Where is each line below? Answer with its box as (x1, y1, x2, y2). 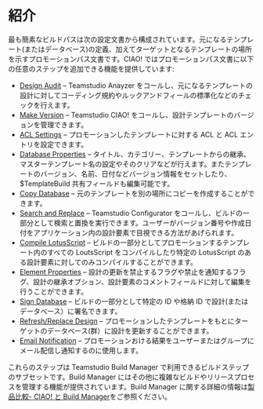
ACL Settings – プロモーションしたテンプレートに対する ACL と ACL (19, 130, 239, 139)
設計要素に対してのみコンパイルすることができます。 (26, 257, 197, 267)
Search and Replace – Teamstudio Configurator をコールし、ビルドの (19, 208, 243, 217)
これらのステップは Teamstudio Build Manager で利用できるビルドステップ (8, 362, 249, 371)
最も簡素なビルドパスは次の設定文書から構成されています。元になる (8, 35, 227, 44)
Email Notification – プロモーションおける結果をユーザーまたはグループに (19, 335, 254, 345)
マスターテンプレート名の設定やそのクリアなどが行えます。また (19, 159, 225, 169)
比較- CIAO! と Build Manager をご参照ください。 (14, 392, 172, 401)
